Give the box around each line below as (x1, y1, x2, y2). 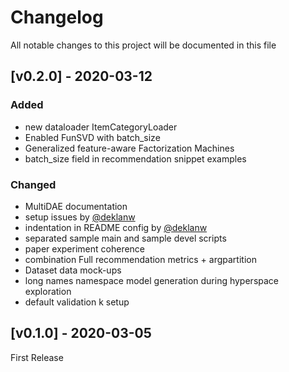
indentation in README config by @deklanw (24, 221, 208, 233)
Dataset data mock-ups (24, 264, 122, 276)
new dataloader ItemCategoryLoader (24, 121, 178, 133)
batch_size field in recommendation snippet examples (24, 152, 247, 165)
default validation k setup (24, 296, 130, 308)
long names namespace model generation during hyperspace (24, 274, 279, 286)
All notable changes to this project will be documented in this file (10, 39, 277, 51)
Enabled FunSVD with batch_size (24, 131, 161, 143)
